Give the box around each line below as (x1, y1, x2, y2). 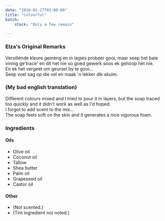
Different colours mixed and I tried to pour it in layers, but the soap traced (5, 95, 160, 101)
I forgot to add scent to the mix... (5, 106, 74, 113)
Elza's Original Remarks (5, 43, 66, 50)
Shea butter (12, 165, 38, 171)
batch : (5, 17, 19, 22)
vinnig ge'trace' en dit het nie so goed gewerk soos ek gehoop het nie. (5, 60, 154, 67)
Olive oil (12, 148, 30, 154)
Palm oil (12, 170, 30, 176)
